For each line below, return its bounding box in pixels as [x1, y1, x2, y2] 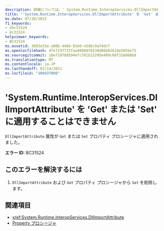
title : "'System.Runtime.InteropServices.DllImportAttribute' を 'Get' [5, 12, 153, 17]
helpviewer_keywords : [5, 35, 49, 40]
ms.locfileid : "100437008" [5, 71, 60, 76]
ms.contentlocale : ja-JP [5, 62, 56, 67]
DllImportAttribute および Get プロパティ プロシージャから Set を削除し [12, 179, 157, 185]
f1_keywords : [5, 21, 32, 26]
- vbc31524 [5, 25, 27, 30]
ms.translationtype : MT [5, 57, 54, 62]
